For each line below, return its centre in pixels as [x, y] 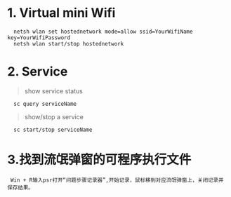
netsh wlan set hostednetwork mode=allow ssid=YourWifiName [103, 32]
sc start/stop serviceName [53, 130]
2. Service [38, 72]
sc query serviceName [45, 104]
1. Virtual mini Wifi [61, 13]
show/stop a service [54, 116]
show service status [53, 91]
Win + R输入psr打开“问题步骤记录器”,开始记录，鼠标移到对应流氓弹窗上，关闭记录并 [117, 180]
